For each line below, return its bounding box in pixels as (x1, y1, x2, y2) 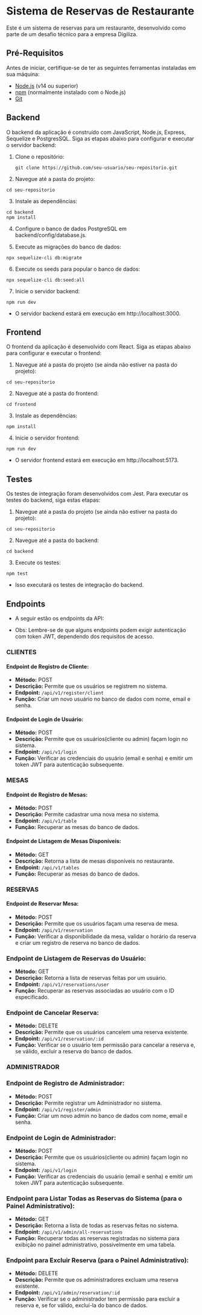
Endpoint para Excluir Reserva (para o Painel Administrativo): (6, 1256, 189, 1264)
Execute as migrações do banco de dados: (14, 243, 122, 250)
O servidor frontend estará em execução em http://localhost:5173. (14, 456, 179, 464)
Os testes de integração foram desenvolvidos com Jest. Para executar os (6, 490, 189, 497)
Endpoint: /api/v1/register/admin (14, 1105, 101, 1113)
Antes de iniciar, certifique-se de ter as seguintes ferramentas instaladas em (6, 64, 197, 71)
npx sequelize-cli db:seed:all (6, 277, 85, 283)
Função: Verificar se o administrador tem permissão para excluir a (14, 1295, 180, 1303)
